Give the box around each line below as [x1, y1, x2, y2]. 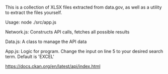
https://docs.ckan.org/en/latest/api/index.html [5, 63, 101, 69]
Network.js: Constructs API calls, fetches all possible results [5, 29, 130, 34]
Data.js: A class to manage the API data [5, 38, 87, 44]
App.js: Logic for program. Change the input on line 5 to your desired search [5, 48, 163, 54]
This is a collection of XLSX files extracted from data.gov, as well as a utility [5, 4, 162, 10]
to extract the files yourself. [5, 9, 62, 15]
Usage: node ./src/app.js [5, 19, 57, 25]
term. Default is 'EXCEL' [5, 53, 54, 59]
